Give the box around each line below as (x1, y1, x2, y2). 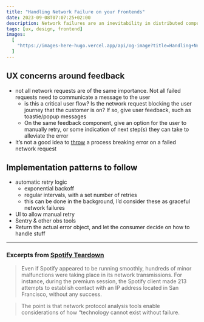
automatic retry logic (15, 178, 67, 186)
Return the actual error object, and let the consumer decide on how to (15, 224, 190, 231)
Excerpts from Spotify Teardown (6, 251, 104, 260)
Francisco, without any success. (21, 290, 102, 298)
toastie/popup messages (24, 113, 87, 120)
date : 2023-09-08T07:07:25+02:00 (6, 15, 91, 21)
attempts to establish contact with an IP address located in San (21, 284, 179, 291)
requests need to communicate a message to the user (15, 93, 151, 101)
